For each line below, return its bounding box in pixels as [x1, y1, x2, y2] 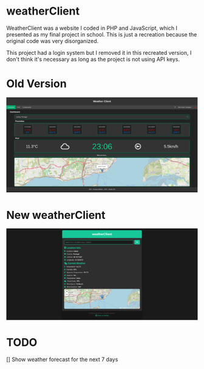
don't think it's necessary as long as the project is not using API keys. [6, 55, 180, 63]
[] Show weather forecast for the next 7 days [6, 356, 118, 363]
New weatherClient [6, 208, 106, 222]
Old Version [6, 77, 67, 91]
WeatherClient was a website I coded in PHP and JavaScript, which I [6, 24, 178, 32]
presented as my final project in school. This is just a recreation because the [6, 30, 197, 38]
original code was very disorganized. [6, 37, 99, 44]
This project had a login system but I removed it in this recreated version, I [6, 49, 192, 56]
